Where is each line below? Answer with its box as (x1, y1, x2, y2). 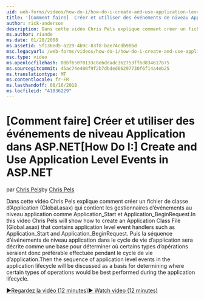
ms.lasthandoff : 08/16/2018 (6, 83, 78, 89)
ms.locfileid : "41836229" (6, 88, 72, 94)
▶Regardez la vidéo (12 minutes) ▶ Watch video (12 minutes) (6, 287, 158, 294)
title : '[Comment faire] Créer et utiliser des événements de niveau (6, 15, 189, 21)
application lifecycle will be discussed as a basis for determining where (6, 262, 185, 269)
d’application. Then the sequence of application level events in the (6, 256, 171, 263)
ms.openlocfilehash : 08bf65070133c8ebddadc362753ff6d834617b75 (6, 60, 170, 66)
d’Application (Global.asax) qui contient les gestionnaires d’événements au (6, 204, 192, 211)
